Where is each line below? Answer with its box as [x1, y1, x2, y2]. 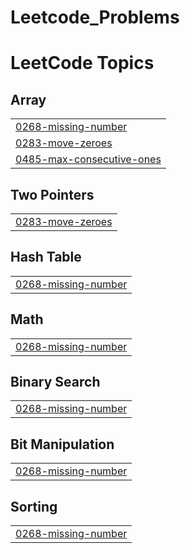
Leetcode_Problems [10, 6, 180, 29]
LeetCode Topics [10, 52, 155, 75]
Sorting [10, 498, 58, 515]
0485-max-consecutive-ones [15, 152, 162, 166]
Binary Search [10, 374, 101, 391]
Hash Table [10, 249, 82, 266]
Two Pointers [10, 186, 95, 203]
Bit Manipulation [10, 436, 115, 453]
